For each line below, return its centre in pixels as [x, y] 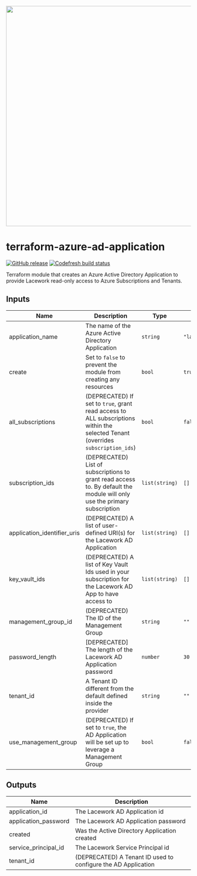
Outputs [21, 785]
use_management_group [43, 742]
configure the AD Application [115, 864]
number [151, 657]
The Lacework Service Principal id [122, 847]
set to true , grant [109, 404]
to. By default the [109, 486]
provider [97, 710]
